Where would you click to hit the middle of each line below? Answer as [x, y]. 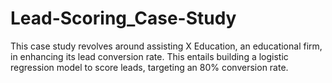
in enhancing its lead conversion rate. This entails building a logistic [149, 56]
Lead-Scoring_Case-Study [123, 18]
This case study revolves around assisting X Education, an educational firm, [166, 46]
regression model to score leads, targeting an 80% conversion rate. [149, 67]
